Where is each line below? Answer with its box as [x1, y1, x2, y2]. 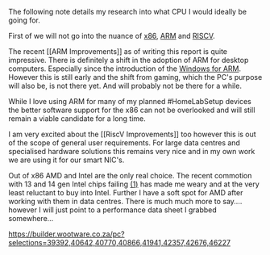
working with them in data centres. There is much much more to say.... [8, 197, 243, 206]
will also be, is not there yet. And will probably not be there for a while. [8, 81, 242, 90]
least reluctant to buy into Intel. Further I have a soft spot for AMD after [8, 188, 243, 197]
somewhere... [8, 214, 54, 223]
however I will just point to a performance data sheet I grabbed [8, 205, 218, 215]
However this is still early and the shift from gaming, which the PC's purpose [8, 73, 263, 82]
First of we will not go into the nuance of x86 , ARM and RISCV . [8, 31, 215, 40]
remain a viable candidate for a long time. [8, 114, 147, 123]
